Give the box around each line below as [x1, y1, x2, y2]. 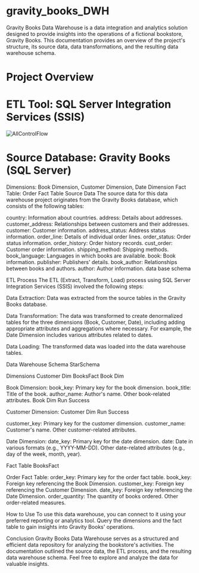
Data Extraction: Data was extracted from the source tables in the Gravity [6, 295, 186, 301]
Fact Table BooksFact [6, 462, 60, 469]
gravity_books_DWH [6, 4, 110, 18]
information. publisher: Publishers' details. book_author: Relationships [6, 259, 178, 265]
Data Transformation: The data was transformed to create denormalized [6, 312, 183, 319]
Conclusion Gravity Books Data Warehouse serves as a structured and [6, 535, 179, 542]
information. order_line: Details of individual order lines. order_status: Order [6, 233, 191, 240]
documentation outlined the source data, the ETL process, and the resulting [6, 548, 192, 554]
